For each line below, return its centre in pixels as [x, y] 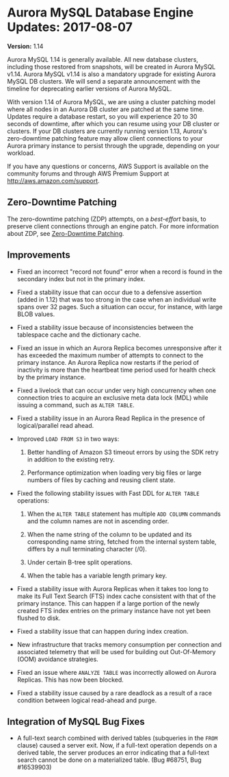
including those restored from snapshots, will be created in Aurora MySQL [111, 67]
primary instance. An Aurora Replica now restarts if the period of [108, 362]
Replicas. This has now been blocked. [70, 680]
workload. [21, 153]
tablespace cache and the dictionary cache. [79, 335]
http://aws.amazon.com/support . [54, 180]
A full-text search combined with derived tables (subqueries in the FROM [117, 738]
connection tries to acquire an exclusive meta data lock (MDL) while [112, 397]
